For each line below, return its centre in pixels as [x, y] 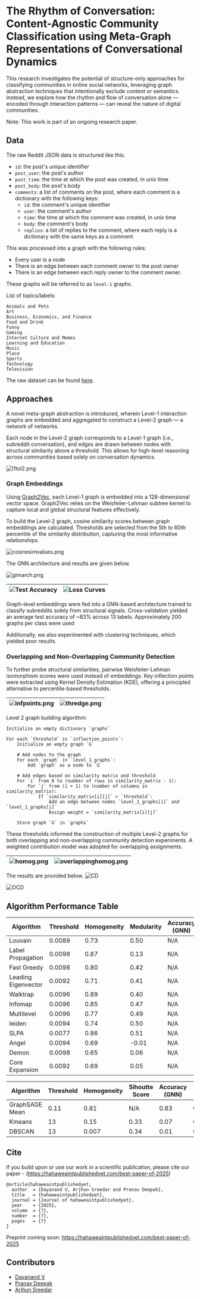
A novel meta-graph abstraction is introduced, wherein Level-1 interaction [96, 413]
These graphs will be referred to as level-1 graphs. [69, 284]
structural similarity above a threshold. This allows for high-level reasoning [98, 450]
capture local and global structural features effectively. [73, 509]
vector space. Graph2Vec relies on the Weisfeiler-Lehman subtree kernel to [99, 503]
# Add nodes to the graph [49, 755]
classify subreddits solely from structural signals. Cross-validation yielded [97, 610]
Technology [20, 364]
